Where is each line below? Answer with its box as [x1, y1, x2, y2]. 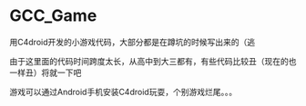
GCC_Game [9, 5, 97, 26]
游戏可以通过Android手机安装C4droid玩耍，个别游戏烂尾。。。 [9, 86, 238, 97]
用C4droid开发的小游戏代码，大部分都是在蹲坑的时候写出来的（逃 [9, 36, 256, 47]
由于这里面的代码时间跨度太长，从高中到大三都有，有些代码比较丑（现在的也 [9, 55, 297, 66]
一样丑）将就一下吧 [9, 67, 82, 78]
